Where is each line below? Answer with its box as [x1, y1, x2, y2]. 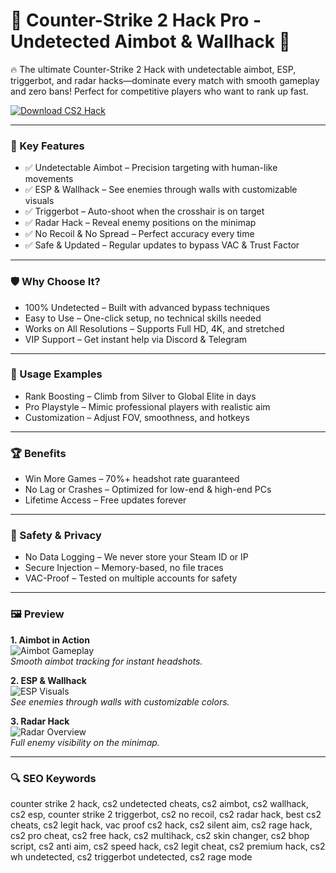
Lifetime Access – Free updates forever [24, 494, 187, 506]
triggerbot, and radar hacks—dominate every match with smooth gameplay [10, 74, 320, 86]
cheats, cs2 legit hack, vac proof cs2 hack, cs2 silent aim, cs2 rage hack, [10, 819, 313, 831]
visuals [24, 195, 55, 207]
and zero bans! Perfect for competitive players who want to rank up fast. [10, 85, 309, 97]
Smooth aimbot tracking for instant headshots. [10, 655, 203, 667]
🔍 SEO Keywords [10, 771, 97, 785]
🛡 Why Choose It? [10, 275, 101, 289]
